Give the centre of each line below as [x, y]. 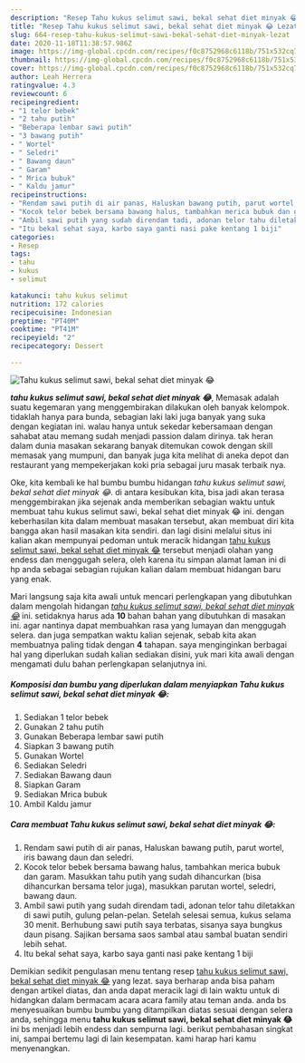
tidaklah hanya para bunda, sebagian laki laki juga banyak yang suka [138, 416]
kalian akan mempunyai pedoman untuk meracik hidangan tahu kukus [140, 540]
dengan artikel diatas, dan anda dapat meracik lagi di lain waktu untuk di [145, 990]
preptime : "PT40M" [45, 321]
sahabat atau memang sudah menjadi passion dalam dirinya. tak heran [142, 435]
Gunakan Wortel [53, 756]
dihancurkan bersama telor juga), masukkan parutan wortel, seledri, [150, 886]
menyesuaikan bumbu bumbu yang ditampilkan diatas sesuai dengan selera [152, 1009]
